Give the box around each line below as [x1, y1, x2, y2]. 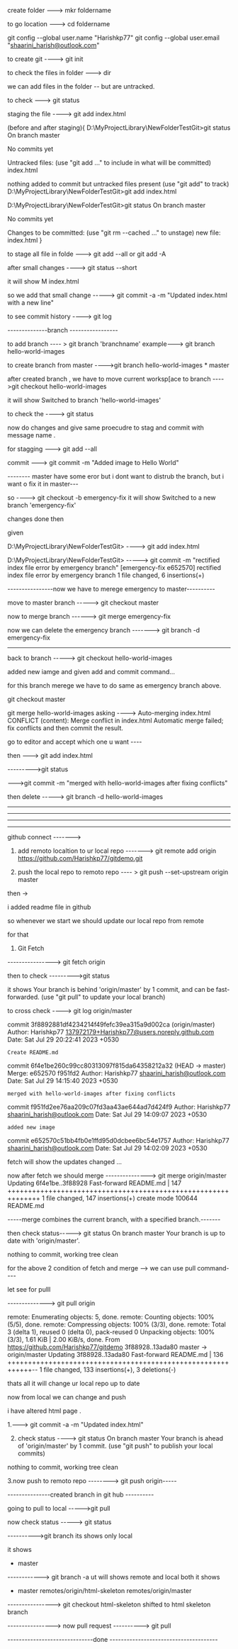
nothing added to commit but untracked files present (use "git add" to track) [7, 180, 229, 188]
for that [7, 930, 29, 939]
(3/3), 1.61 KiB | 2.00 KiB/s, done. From [7, 1336, 120, 1343]
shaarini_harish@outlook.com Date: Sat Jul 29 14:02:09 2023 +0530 [7, 1144, 208, 1152]
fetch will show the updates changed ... [7, 1158, 123, 1166]
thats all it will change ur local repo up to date [7, 1379, 140, 1387]
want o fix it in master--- [7, 480, 79, 488]
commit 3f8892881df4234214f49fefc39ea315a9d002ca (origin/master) [7, 1020, 215, 1029]
